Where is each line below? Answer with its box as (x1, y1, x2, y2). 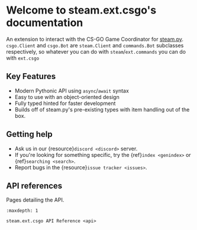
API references (6, 180, 63, 190)
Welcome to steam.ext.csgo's (6, 4, 157, 17)
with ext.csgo (6, 54, 40, 61)
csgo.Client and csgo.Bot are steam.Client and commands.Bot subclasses (6, 42, 184, 49)
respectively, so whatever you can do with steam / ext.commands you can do (6, 48, 186, 55)
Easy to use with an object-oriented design (14, 93, 120, 100)
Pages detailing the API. (6, 196, 64, 203)
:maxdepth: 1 (6, 208, 38, 214)
